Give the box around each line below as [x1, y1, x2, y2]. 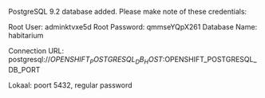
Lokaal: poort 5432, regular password [8, 80, 133, 90]
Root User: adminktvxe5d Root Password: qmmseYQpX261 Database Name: [8, 22, 258, 31]
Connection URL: [8, 46, 65, 55]
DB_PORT [8, 65, 41, 74]
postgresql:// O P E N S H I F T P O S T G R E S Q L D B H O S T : [8, 55, 165, 66]
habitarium [8, 31, 44, 40]
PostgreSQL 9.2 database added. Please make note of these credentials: [8, 7, 247, 16]
